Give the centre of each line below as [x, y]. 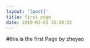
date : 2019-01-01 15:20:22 [39, 22]
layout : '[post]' [27, 11]
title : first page [29, 17]
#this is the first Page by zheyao [45, 39]
